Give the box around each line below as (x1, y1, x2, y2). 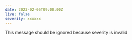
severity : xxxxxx (5, 16, 41, 21)
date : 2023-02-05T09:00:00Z (5, 7, 64, 12)
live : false (5, 12, 30, 17)
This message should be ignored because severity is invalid (5, 30, 128, 36)
